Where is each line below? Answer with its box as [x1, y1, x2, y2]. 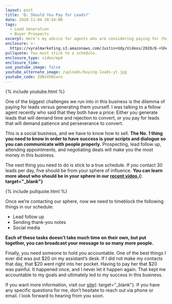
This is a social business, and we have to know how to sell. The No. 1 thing [5, 130, 163, 136]
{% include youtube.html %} [5, 88, 65, 94]
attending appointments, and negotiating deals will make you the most [5, 146, 154, 153]
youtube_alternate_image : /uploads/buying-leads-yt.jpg [5, 70, 127, 75]
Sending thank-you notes [12, 219, 67, 225]
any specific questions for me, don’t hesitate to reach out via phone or [5, 287, 154, 293]
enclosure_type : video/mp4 [5, 55, 63, 61]
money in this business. [5, 152, 55, 158]
